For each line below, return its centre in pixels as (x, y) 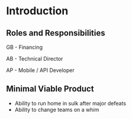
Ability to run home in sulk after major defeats (70, 103)
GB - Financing (25, 47)
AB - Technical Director (35, 59)
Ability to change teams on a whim (57, 109)
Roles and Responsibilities (56, 33)
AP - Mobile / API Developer (41, 70)
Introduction (37, 11)
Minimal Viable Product (50, 89)
